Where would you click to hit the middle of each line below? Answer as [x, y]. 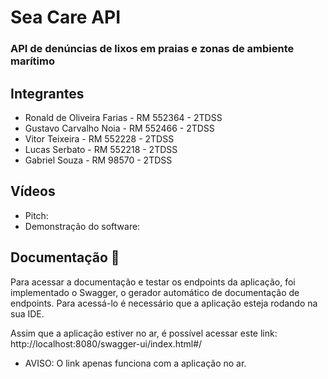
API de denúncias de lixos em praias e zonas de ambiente [152, 49]
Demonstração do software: [82, 226]
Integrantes [47, 93]
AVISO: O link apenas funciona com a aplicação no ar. [135, 363]
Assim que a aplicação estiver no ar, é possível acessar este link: [144, 333]
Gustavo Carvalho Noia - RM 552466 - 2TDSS [119, 128]
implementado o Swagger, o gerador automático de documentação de [155, 292]
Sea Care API [66, 17]
